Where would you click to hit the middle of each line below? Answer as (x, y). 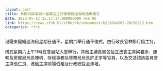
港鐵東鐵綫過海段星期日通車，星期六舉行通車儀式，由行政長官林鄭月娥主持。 (81, 42)
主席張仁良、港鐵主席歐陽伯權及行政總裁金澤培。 (54, 64)
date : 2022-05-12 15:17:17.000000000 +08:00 (51, 18)
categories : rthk (23, 27)
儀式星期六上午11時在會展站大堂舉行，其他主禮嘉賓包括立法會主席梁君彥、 (79, 52)
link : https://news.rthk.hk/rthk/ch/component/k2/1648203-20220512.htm (79, 23)
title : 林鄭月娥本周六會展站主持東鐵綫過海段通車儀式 (52, 14)
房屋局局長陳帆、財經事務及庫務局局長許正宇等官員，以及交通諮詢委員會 (86, 58)
